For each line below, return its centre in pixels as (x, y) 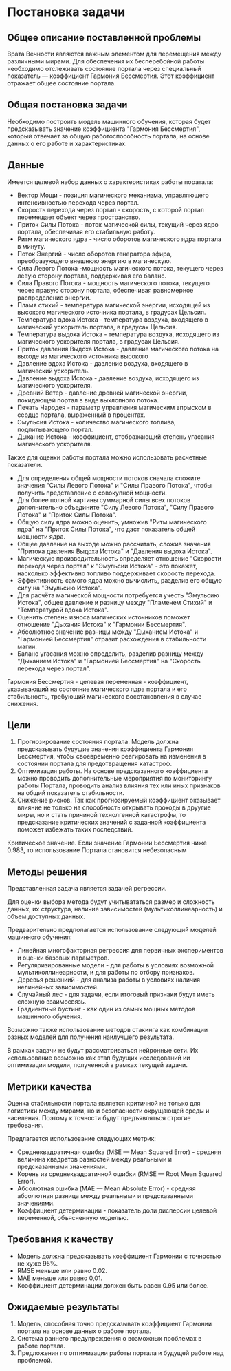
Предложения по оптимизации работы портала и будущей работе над (120, 1353)
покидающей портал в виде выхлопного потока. (88, 400)
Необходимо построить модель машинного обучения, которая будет (109, 121)
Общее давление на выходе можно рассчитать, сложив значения (114, 544)
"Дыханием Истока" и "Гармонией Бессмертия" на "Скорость (109, 661)
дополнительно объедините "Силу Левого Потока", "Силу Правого (115, 507)
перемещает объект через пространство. (79, 217)
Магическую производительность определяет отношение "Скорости (119, 558)
